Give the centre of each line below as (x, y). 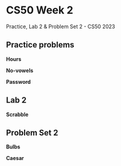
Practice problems (40, 45)
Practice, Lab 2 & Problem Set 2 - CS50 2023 (61, 26)
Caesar (15, 158)
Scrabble (17, 114)
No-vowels (20, 70)
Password (18, 82)
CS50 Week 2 (40, 10)
